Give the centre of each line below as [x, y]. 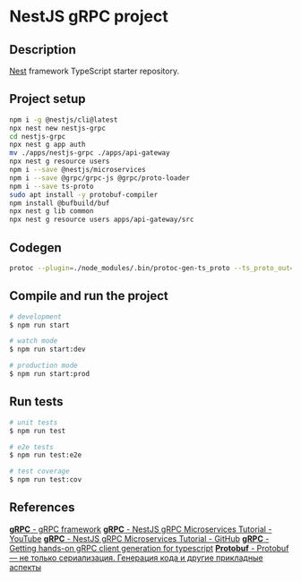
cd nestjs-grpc [38, 136]
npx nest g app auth [48, 145]
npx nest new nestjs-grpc [57, 128]
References [42, 508]
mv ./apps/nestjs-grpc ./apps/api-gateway [90, 153]
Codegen [36, 248]
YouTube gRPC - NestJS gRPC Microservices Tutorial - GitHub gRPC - [139, 538]
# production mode [43, 366]
